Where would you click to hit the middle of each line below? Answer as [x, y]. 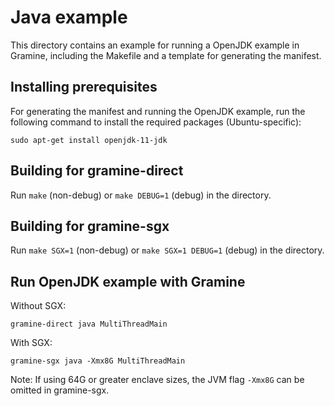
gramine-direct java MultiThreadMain [89, 324]
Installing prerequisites [84, 87]
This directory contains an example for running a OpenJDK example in [155, 45]
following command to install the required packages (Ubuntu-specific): [156, 122]
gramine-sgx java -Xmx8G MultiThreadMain [98, 361]
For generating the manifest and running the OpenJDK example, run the [158, 111]
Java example [69, 17]
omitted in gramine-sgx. [60, 390]
